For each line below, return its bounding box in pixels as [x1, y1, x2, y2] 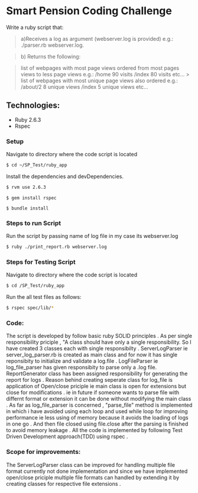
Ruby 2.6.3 [14, 116, 41, 123]
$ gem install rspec [6, 195, 57, 201]
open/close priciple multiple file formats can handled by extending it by [6, 473, 180, 481]
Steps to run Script [6, 219, 61, 227]
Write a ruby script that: [6, 24, 64, 31]
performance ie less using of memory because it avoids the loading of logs [6, 414, 189, 421]
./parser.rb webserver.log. [20, 41, 85, 49]
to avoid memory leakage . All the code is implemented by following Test [6, 427, 183, 434]
